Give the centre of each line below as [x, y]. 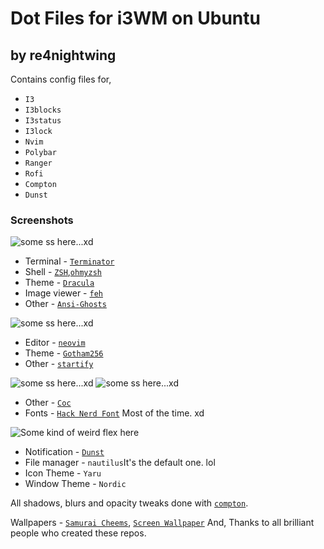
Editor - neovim [55, 343]
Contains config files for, [61, 79]
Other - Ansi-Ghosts [65, 304]
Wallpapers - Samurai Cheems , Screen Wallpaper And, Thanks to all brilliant [162, 523]
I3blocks [43, 110]
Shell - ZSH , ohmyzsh [63, 272]
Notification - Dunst [64, 452]
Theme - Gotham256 [64, 353]
